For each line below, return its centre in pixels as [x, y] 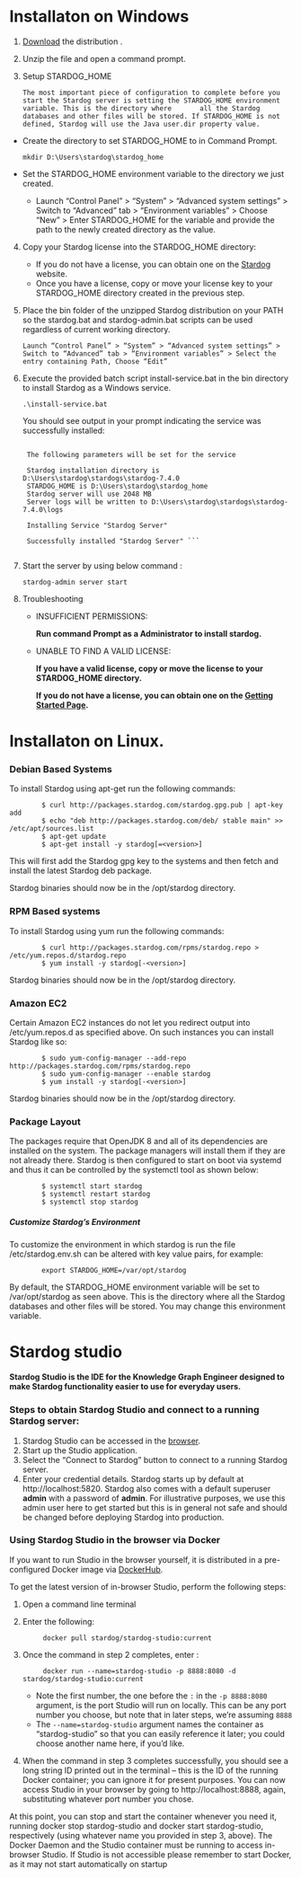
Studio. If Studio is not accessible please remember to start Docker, [167, 1854]
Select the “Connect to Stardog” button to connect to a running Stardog [155, 1459]
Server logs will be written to [87, 502]
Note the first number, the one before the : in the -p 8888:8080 [151, 1696]
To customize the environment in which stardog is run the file [123, 1245]
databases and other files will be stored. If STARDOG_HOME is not [151, 116]
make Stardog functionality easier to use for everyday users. [125, 1387]
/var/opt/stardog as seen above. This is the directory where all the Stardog [147, 1297]
